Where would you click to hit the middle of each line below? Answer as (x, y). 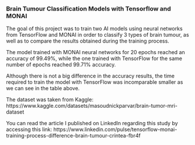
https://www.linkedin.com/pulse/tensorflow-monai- (115, 129)
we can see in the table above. (43, 89)
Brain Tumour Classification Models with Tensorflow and (89, 9)
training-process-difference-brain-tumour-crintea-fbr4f (73, 136)
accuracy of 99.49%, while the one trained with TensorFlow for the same (94, 59)
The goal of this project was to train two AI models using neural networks (94, 29)
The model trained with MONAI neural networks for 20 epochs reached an (96, 52)
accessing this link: (29, 129)
